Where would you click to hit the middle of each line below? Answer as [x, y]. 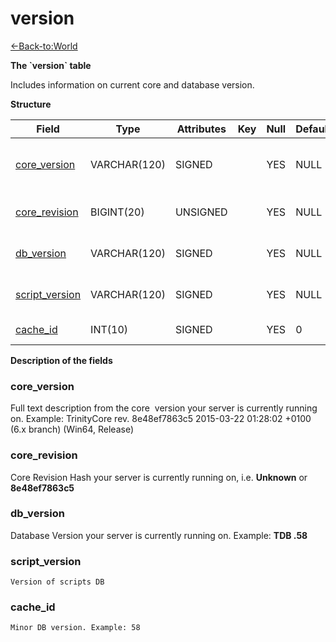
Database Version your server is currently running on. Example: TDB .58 [159, 535]
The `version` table [51, 65]
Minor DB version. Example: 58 [75, 628]
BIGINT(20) [117, 212]
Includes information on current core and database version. [132, 84]
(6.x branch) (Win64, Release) [72, 429]
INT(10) [109, 329]
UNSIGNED [201, 212]
